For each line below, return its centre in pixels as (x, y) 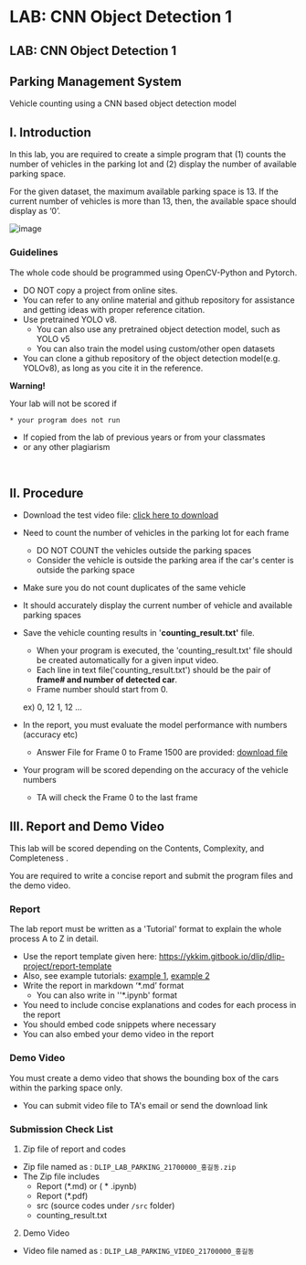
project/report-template (67, 966)
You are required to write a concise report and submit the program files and (152, 876)
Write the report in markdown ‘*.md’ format (103, 986)
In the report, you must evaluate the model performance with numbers (155, 725)
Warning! (27, 385)
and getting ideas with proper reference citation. (114, 309)
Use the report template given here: (90, 957)
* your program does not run (65, 420)
